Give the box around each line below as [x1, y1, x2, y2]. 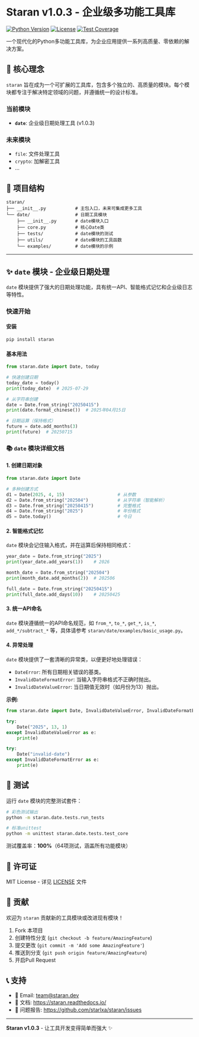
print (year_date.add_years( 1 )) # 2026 [6, 559, 110, 565]
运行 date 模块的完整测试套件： [6, 797, 82, 804]
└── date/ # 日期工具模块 [6, 212, 107, 218]
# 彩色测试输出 [6, 809, 38, 815]
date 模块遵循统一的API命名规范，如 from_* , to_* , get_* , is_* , [6, 619, 156, 627]
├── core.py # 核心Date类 [17, 225, 105, 230]
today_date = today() [6, 380, 60, 386]
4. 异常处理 [6, 641, 34, 649]
